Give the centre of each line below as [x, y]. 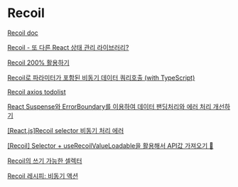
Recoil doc [23, 33]
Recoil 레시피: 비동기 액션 [43, 176]
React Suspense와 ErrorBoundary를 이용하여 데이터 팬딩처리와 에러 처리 [109, 106]
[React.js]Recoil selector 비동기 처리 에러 [66, 130]
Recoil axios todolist [37, 92]
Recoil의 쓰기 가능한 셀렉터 [45, 161]
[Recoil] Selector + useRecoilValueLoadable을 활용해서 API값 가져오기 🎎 [110, 145]
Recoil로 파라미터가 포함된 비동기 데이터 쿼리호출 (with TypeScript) [101, 78]
